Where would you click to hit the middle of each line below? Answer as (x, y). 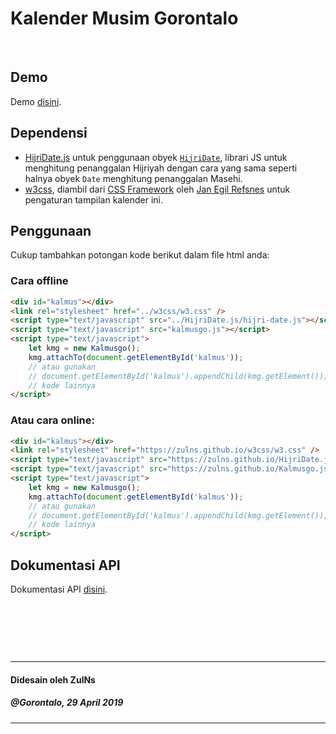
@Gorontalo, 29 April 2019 (67, 703)
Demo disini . (36, 101)
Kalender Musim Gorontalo (124, 18)
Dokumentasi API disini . (59, 589)
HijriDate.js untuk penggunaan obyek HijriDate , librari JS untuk (156, 157)
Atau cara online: (52, 420)
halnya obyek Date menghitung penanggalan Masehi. (133, 178)
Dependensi (49, 133)
